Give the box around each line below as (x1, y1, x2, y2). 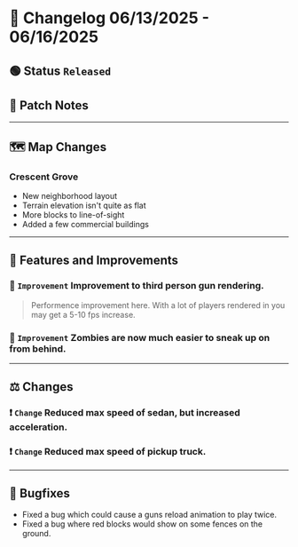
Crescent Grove (9, 170, 79, 183)
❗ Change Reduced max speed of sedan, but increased (9, 407, 241, 419)
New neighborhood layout (21, 191, 118, 202)
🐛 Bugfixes (9, 486, 71, 501)
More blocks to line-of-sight (21, 210, 125, 220)
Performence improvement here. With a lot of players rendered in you (30, 299, 286, 310)
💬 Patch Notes (9, 98, 89, 113)
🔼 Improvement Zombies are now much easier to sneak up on (9, 331, 271, 344)
